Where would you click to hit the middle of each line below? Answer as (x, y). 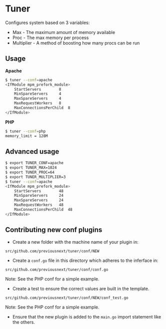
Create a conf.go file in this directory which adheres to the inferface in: (85, 260)
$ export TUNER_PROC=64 (30, 173)
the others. (23, 322)
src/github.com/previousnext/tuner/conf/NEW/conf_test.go (67, 298)
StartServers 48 (39, 191)
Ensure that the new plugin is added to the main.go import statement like (87, 316)
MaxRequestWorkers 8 (38, 103)
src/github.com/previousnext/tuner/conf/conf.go (57, 269)
